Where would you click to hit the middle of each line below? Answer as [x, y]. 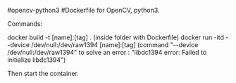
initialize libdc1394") [37, 60]
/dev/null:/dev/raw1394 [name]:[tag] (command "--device [115, 45]
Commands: [25, 24]
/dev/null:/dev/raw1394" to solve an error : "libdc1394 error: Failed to [107, 52]
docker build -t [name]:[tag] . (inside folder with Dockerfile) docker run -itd [116, 37]
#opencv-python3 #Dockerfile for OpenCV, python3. [83, 10]
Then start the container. [43, 74]
